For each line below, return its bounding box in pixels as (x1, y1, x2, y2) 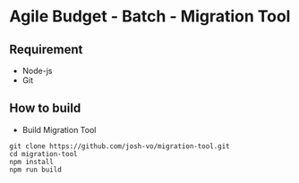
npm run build (9, 165, 63, 174)
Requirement (9, 42, 83, 57)
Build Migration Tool (21, 124, 97, 135)
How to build (9, 101, 81, 116)
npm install (9, 157, 54, 166)
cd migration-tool (9, 149, 78, 158)
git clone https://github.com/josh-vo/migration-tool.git (9, 141, 230, 151)
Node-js (21, 65, 53, 76)
